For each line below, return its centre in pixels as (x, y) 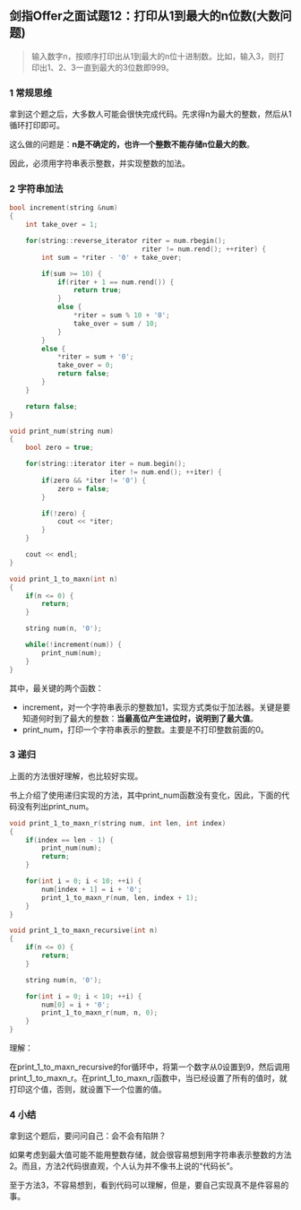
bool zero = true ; (60, 448)
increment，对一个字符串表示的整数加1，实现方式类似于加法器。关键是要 (156, 707)
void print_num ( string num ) (62, 431)
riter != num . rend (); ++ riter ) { (204, 249)
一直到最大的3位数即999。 (125, 67)
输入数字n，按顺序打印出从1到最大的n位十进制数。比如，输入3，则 (154, 56)
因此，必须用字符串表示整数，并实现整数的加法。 (99, 163)
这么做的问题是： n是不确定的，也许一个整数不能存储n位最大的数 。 (132, 144)
